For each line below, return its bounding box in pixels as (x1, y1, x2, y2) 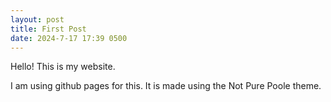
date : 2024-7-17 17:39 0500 (10, 33, 128, 43)
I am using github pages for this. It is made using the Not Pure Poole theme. (10, 80, 322, 92)
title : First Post (10, 24, 87, 34)
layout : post (10, 14, 65, 25)
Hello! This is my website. (10, 61, 116, 73)
